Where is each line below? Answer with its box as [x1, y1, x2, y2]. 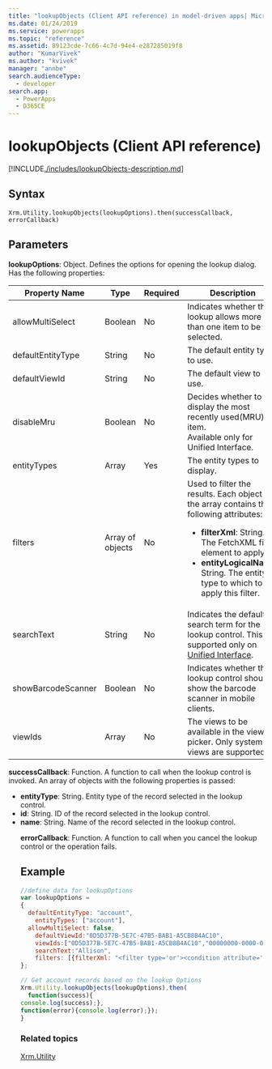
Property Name [23, 287, 85, 298]
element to [201, 547, 242, 558]
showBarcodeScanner [12, 682, 97, 693]
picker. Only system [187, 736, 263, 747]
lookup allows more [187, 311, 261, 322]
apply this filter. [201, 587, 261, 598]
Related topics [19, 1033, 79, 1045]
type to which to [201, 577, 263, 588]
